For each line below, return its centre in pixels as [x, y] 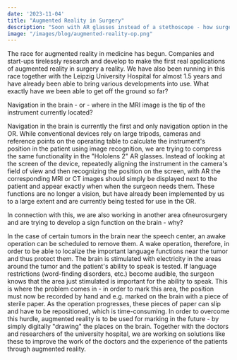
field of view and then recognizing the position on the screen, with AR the [114, 171]
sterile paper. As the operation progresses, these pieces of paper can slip [114, 304]
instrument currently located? [50, 112]
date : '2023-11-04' [36, 14]
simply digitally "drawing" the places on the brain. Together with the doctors [118, 327]
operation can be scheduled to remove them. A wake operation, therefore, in [119, 244]
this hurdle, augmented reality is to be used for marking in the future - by [113, 319]
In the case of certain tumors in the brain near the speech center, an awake [116, 236]
